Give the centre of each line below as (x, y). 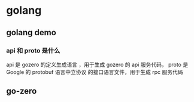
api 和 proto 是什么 (33, 50)
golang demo (31, 33)
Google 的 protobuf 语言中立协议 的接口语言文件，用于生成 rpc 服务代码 (95, 72)
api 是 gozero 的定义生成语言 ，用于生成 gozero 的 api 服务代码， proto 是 (97, 64)
